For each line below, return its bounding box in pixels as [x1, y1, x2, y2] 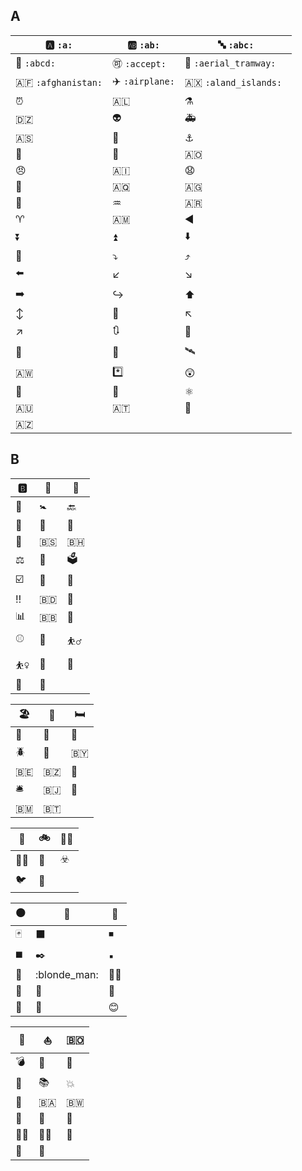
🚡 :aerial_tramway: [184, 55, 277, 69]
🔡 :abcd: [15, 55, 56, 69]
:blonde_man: [35, 967, 99, 981]
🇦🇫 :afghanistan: [15, 75, 103, 89]
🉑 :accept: [112, 56, 167, 70]
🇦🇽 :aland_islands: [184, 75, 283, 89]
